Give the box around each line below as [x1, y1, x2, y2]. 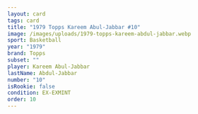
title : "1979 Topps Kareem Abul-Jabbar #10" [7, 23, 141, 30]
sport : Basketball [7, 37, 62, 44]
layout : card [7, 10, 46, 18]
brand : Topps [7, 50, 46, 57]
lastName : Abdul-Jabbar [7, 69, 78, 76]
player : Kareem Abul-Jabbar [7, 63, 91, 70]
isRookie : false [7, 83, 55, 90]
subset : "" [7, 57, 40, 64]
